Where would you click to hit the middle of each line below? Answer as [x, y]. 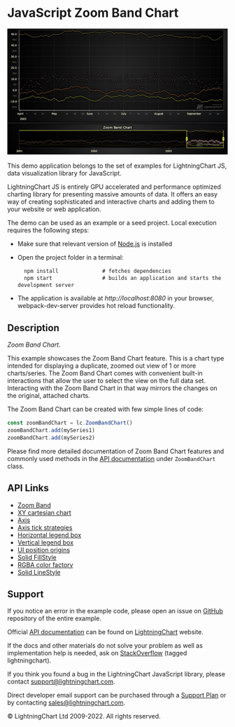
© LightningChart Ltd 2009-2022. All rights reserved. [84, 716]
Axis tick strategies [45, 527]
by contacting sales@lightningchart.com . [66, 702]
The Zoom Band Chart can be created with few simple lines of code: [106, 409]
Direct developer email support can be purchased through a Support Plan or [117, 695]
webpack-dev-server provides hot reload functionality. [96, 306]
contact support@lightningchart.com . [61, 681]
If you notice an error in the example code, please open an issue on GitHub [115, 611]
